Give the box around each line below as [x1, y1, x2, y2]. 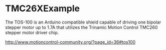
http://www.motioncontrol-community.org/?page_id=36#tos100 [5, 39, 136, 45]
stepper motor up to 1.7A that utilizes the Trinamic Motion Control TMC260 [5, 24, 158, 30]
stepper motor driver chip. [5, 29, 59, 35]
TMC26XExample [5, 3, 80, 14]
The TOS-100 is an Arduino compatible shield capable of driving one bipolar [5, 19, 161, 25]
